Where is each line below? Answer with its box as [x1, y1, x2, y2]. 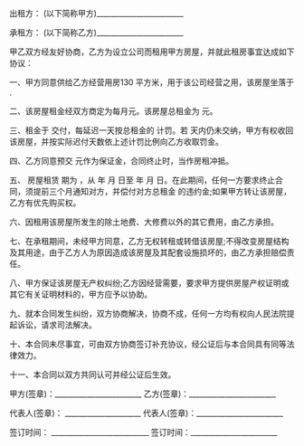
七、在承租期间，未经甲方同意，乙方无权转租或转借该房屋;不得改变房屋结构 [9, 236, 290, 246]
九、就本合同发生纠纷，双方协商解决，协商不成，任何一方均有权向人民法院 [9, 308, 287, 318]
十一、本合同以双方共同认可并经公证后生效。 [9, 369, 176, 380]
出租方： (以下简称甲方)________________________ [9, 8, 184, 18]
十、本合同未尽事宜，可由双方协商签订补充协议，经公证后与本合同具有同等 [9, 338, 287, 349]
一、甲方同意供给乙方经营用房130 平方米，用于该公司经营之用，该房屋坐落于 [9, 77, 295, 88]
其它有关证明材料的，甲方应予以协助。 [9, 289, 152, 299]
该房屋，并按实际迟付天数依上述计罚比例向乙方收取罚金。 [9, 137, 223, 147]
